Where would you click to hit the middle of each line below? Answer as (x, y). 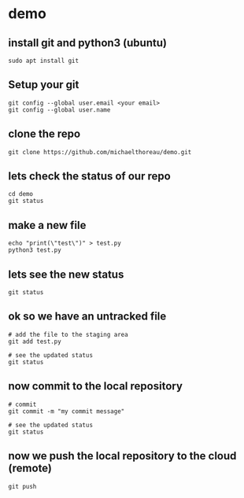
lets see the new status (66, 274)
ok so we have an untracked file (87, 317)
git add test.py (35, 341)
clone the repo (44, 134)
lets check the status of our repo (89, 177)
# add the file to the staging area (68, 334)
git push (22, 486)
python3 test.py (35, 250)
